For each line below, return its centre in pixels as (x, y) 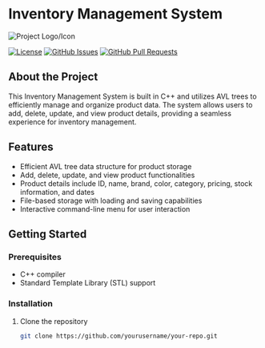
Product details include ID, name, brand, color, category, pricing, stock (136, 183)
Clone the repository (54, 321)
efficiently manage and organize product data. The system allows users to (130, 104)
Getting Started (48, 234)
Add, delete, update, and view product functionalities (107, 175)
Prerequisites (35, 257)
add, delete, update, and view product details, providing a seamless (120, 113)
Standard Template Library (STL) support (88, 283)
